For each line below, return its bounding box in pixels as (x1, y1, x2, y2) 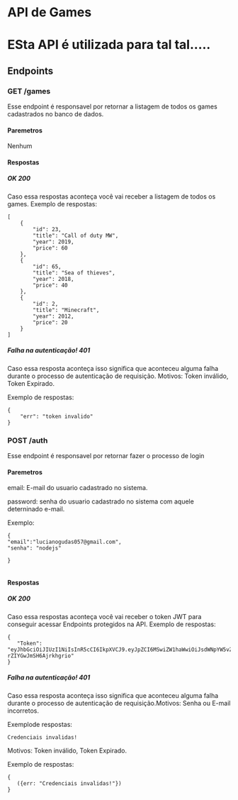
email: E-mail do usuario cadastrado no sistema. (7, 484, 148, 492)
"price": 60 (33, 244, 69, 252)
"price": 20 (33, 318, 69, 326)
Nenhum (7, 142, 33, 150)
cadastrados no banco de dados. (7, 110, 104, 118)
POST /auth (7, 435, 48, 445)
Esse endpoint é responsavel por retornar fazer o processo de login (7, 452, 205, 460)
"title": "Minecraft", (33, 306, 100, 313)
